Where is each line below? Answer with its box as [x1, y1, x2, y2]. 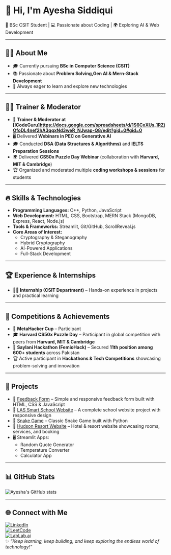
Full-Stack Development [20, 250, 71, 257]
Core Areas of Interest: [12, 229, 63, 235]
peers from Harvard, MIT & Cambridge [12, 339, 95, 344]
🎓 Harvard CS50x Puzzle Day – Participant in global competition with [12, 332, 161, 337]
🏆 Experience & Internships [5, 271, 96, 280]
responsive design [12, 412, 52, 418]
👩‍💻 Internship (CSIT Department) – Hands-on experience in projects [12, 287, 158, 293]
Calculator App [20, 452, 52, 458]
